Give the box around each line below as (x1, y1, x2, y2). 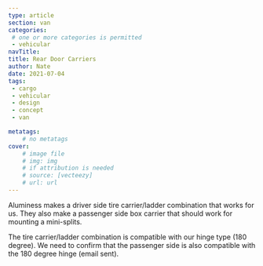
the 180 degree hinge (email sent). (8, 249, 119, 258)
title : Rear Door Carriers (8, 56, 97, 64)
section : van (8, 19, 51, 27)
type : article (8, 11, 55, 20)
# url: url (22, 179, 58, 187)
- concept (11, 107, 44, 115)
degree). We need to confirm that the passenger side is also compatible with (8, 240, 256, 250)
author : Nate (8, 63, 51, 71)
